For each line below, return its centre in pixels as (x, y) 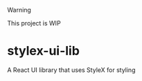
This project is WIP (34, 23)
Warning (19, 10)
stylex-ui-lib (43, 51)
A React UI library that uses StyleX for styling (71, 70)
